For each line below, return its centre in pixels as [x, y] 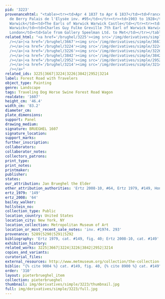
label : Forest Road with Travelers [41, 78]
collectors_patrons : [26, 156]
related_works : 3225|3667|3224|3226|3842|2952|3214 [59, 248]
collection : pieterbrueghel [34, 280]
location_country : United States [39, 216]
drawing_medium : [22, 124]
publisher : [16, 175]
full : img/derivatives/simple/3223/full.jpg [51, 289]
